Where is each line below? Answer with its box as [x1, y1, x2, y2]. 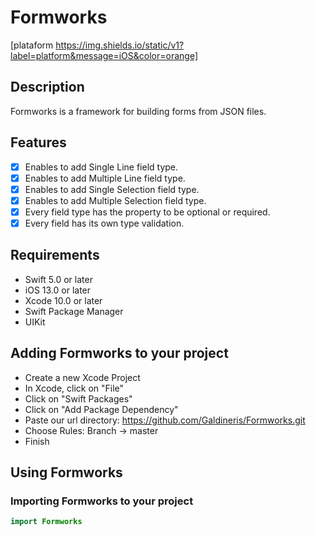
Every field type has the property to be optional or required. [24, 206, 271, 218]
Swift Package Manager [24, 305, 124, 317]
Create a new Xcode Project [24, 371, 141, 383]
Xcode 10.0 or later [24, 294, 103, 306]
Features [10, 134, 67, 151]
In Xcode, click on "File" [24, 382, 125, 394]
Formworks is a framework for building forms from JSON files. [10, 105, 267, 117]
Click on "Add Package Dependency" [24, 403, 179, 415]
